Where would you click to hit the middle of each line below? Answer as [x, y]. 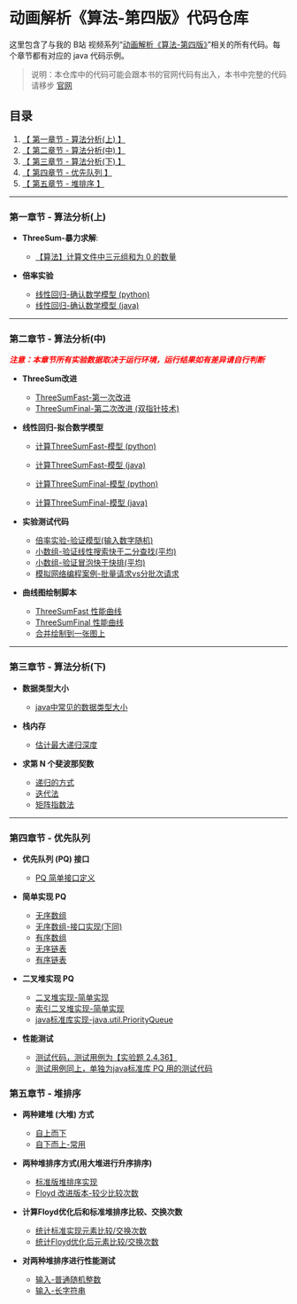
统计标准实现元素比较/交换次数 [91, 1231]
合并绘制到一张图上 [70, 634]
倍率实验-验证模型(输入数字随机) [94, 541]
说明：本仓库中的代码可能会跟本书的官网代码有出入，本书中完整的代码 [159, 74]
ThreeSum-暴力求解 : [60, 238]
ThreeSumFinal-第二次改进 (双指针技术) [107, 409]
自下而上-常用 [61, 1144]
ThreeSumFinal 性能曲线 [79, 622]
